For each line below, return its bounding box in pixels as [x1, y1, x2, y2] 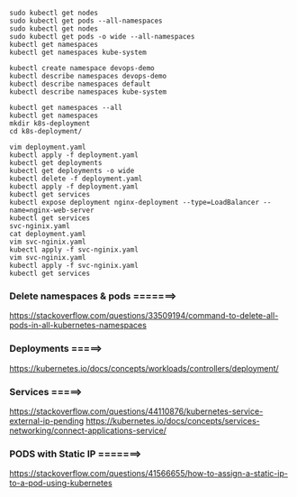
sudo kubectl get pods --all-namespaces [9, 16, 164, 25]
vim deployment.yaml [9, 143, 87, 152]
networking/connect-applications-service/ [9, 425, 166, 436]
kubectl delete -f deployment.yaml [9, 174, 143, 183]
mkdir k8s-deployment [9, 119, 91, 128]
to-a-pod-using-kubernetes [9, 478, 112, 489]
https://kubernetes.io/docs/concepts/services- [85, 415, 260, 426]
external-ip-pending [9, 415, 85, 426]
